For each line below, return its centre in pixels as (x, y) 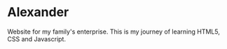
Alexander (38, 12)
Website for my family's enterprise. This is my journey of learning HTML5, (114, 31)
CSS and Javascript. (37, 38)
